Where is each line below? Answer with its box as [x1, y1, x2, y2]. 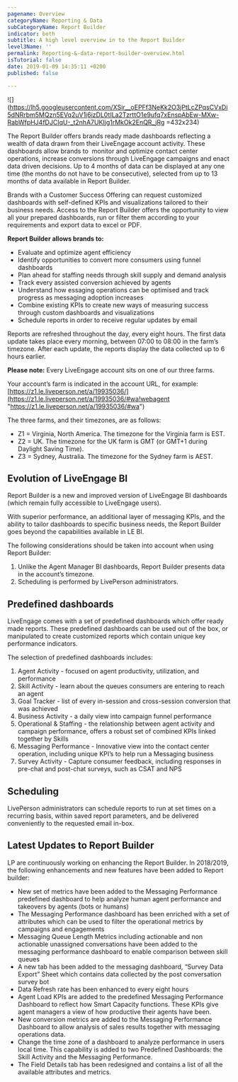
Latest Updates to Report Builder [7, 840, 154, 852]
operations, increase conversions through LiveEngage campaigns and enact [7, 154, 230, 163]
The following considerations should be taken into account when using [7, 541, 214, 549]
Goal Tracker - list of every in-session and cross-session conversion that [17, 697, 231, 705]
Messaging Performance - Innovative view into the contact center [17, 742, 210, 751]
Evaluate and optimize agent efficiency [17, 248, 131, 256]
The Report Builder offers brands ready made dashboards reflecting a [7, 132, 211, 140]
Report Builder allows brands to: [7, 234, 104, 243]
